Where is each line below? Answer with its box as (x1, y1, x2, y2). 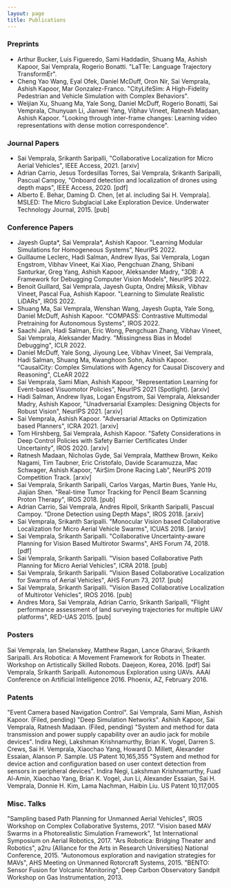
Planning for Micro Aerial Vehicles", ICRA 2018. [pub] (17, 561, 168, 570)
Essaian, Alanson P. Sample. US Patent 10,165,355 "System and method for (7, 752, 219, 760)
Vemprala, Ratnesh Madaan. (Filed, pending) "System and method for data (7, 723, 219, 731)
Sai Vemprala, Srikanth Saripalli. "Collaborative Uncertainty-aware (17, 532, 205, 540)
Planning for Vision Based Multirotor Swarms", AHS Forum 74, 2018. (17, 540, 210, 548)
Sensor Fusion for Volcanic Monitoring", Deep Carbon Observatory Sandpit (7, 866, 221, 874)
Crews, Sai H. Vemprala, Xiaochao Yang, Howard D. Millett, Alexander (7, 744, 205, 753)
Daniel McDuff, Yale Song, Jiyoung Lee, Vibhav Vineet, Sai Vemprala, (17, 348, 214, 357)
